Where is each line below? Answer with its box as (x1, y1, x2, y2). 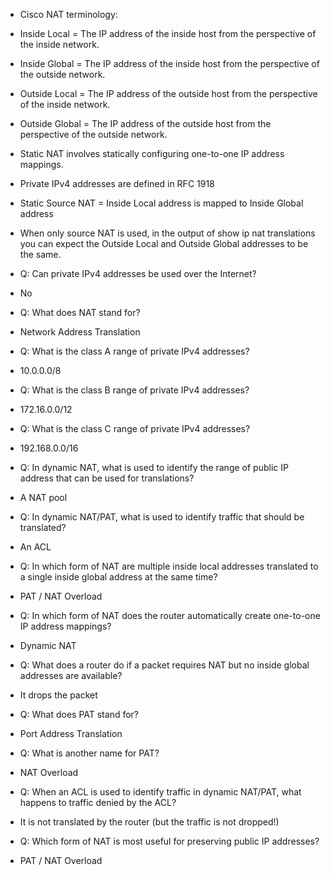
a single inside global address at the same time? (19, 571, 218, 583)
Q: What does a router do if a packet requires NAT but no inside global (19, 659, 310, 671)
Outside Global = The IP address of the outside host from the (19, 118, 272, 129)
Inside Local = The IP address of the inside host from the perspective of (19, 28, 317, 39)
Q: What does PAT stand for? (19, 709, 140, 720)
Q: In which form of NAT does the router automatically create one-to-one (19, 610, 321, 621)
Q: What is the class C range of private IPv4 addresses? (19, 423, 251, 434)
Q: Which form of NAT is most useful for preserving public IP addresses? (19, 835, 320, 847)
